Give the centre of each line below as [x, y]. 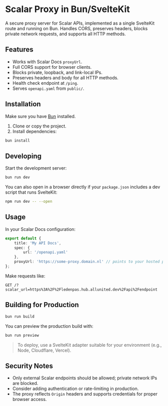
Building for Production [42, 305]
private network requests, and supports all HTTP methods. [65, 34]
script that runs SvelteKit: [31, 192]
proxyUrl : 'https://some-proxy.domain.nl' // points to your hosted [87, 262]
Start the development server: [36, 168]
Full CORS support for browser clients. [52, 67]
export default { [23, 238]
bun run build [20, 316]
